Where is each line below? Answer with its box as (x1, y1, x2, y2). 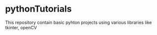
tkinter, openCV (5, 24, 37, 30)
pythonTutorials (5, 3, 72, 15)
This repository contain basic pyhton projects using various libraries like (5, 19, 152, 25)
